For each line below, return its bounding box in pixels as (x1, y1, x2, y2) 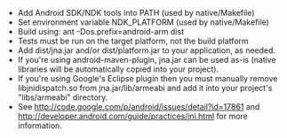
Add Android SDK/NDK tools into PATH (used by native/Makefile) (17, 8, 255, 18)
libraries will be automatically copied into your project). (17, 64, 219, 74)
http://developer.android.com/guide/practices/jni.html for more (17, 111, 249, 121)
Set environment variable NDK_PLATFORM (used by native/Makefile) (17, 17, 269, 27)
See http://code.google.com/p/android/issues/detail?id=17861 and (17, 102, 260, 111)
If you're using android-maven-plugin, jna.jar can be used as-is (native (17, 55, 277, 65)
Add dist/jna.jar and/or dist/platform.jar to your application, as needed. (17, 45, 276, 56)
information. (17, 120, 62, 131)
